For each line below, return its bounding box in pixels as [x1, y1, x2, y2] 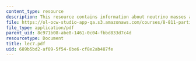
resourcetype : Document [6, 35, 64, 41]
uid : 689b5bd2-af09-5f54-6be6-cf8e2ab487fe [6, 46, 114, 52]
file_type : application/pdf [6, 24, 75, 31]
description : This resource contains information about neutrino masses [6, 14, 187, 20]
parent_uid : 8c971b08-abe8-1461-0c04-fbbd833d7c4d [6, 30, 132, 36]
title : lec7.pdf [6, 41, 45, 47]
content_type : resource [6, 8, 64, 15]
